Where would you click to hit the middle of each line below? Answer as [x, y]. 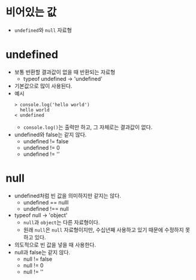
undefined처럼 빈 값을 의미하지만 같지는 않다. [67, 195]
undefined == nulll [46, 202]
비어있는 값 [31, 12]
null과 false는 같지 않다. [42, 252]
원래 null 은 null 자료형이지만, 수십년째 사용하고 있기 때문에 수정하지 [103, 230]
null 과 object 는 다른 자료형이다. [61, 222]
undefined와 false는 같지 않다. [50, 134]
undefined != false [46, 141]
